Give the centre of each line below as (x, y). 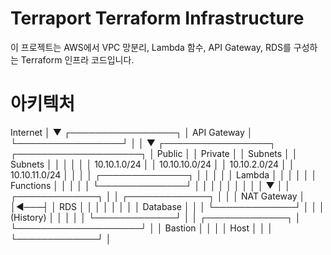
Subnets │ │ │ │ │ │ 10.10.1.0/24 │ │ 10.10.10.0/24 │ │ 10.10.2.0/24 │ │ (152, 164)
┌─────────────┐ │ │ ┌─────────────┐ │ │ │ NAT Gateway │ (158, 196)
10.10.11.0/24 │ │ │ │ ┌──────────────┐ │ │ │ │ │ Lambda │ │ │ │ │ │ (164, 174)
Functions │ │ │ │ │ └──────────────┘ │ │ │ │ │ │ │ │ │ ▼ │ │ (151, 185)
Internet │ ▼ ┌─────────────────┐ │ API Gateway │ (131, 132)
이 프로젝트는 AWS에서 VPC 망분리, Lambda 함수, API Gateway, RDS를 (151, 47)
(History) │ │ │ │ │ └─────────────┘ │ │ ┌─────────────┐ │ (156, 217)
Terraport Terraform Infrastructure (157, 18)
